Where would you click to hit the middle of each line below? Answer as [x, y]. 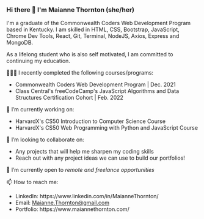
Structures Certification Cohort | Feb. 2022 [69, 98]
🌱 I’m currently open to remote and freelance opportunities [80, 170]
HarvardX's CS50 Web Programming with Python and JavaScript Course [107, 128]
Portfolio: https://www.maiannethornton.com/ [72, 209]
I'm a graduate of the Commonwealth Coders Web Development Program [99, 23]
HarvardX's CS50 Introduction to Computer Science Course [90, 121]
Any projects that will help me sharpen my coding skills [84, 152]
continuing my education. [38, 61]
